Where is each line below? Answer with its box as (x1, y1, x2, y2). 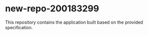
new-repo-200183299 (5, 3, 99, 14)
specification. (5, 24, 33, 30)
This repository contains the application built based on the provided (5, 19, 144, 25)
